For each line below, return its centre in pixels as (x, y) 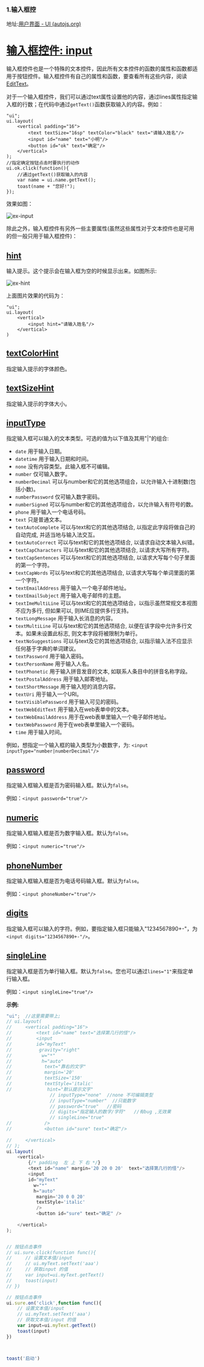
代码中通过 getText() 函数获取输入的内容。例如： (104, 104)
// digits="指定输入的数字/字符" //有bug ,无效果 (110, 1112)
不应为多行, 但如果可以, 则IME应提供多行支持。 (73, 611)
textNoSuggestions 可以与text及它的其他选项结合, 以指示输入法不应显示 (104, 641)
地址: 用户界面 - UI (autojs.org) (44, 24)
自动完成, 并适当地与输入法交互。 (56, 535)
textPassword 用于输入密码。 (51, 656)
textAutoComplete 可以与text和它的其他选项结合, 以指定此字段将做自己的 (105, 527)
